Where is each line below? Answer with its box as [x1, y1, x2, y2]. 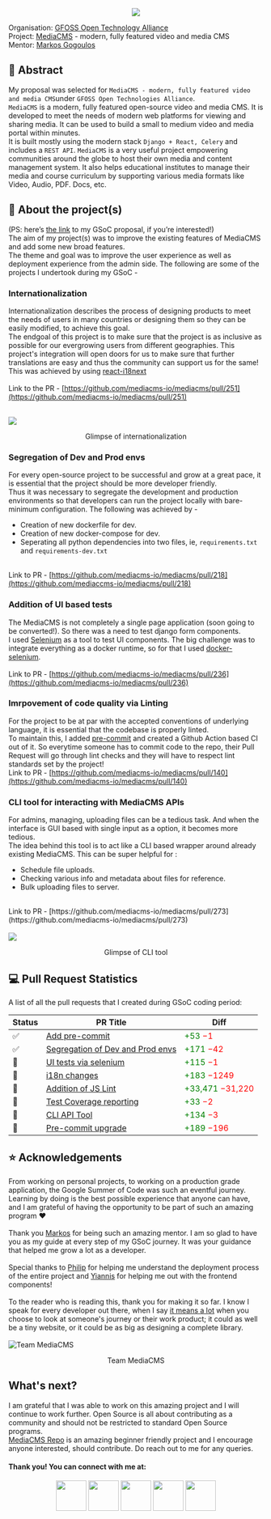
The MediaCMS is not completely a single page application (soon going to [8, 617, 255, 627]
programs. [8, 1426, 43, 1436]
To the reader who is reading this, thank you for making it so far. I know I [8, 1296, 249, 1306]
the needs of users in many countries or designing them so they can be [8, 314, 247, 324]
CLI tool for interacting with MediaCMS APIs [8, 796, 184, 808]
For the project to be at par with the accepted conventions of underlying [8, 716, 249, 726]
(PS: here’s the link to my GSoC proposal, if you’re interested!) [8, 224, 214, 234]
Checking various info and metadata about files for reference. [19, 874, 227, 884]
